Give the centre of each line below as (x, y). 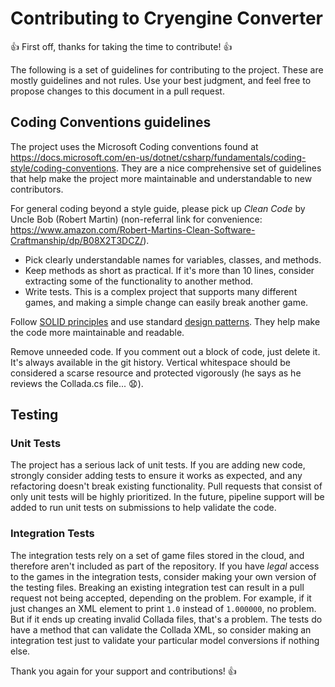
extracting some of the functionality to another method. (139, 281)
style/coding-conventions (63, 168)
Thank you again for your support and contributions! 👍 (123, 671)
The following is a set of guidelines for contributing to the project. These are (167, 69)
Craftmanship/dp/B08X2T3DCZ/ (77, 240)
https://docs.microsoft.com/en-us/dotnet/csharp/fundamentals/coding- (158, 157)
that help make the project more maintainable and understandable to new (161, 178)
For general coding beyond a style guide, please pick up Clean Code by (158, 208)
